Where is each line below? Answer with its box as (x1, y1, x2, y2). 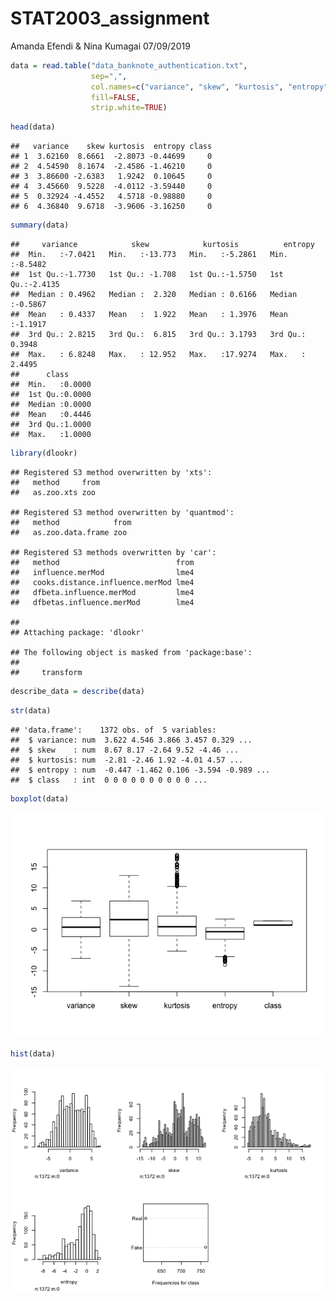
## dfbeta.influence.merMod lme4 (10, 587, 195, 597)
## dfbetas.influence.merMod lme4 (10, 597, 195, 607)
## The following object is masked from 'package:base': (10, 647, 253, 657)
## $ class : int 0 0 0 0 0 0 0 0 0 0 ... (10, 775, 208, 785)
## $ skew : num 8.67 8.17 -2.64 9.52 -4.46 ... (10, 745, 240, 755)
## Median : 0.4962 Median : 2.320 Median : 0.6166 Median (10, 290, 298, 300)
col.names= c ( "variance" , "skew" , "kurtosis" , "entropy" (90, 82, 329, 92)
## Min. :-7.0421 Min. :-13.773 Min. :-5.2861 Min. (10, 250, 288, 260)
